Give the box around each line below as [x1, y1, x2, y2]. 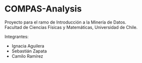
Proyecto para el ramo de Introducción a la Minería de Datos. [4, 19, 126, 25]
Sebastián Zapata [11, 48, 47, 54]
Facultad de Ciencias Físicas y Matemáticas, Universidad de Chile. [4, 24, 138, 30]
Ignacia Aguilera [11, 43, 45, 49]
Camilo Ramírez [11, 53, 43, 59]
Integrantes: [4, 34, 29, 39]
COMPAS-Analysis [4, 3, 82, 14]
